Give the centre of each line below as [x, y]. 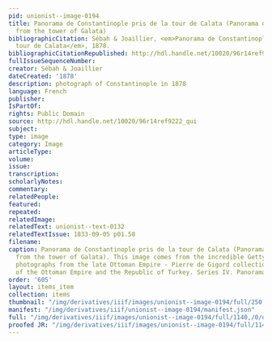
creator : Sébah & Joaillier [56, 69]
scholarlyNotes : [36, 182]
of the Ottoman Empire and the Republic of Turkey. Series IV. [124, 272]
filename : [25, 242]
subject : [23, 129]
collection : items [39, 295]
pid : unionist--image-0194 [54, 16]
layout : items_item [41, 287]
